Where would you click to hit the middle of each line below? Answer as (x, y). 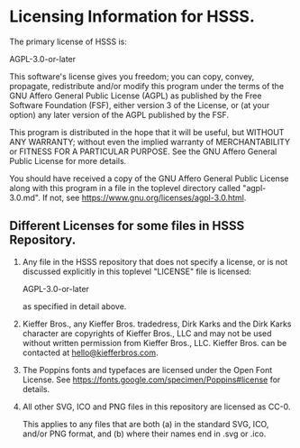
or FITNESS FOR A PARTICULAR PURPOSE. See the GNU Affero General (143, 151)
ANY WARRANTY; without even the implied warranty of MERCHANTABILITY (150, 142)
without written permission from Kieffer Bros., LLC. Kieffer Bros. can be (155, 343)
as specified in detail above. (74, 306)
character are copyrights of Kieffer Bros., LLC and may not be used (147, 333)
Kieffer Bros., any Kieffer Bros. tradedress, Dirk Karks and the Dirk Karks (157, 324)
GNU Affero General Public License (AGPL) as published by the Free (136, 96)
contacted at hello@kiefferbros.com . (91, 352)
